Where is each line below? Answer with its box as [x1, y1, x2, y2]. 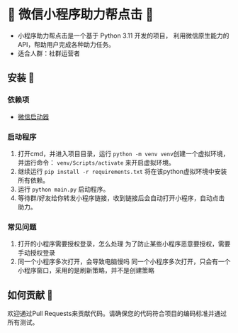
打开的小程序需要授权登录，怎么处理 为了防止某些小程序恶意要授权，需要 [17, 239, 231, 249]
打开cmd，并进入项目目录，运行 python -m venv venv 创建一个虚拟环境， [17, 149, 229, 158]
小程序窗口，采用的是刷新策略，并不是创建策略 [17, 266, 154, 275]
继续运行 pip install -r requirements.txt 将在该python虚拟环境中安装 [17, 167, 227, 175]
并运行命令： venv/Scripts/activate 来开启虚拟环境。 [17, 158, 176, 167]
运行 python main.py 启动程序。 [17, 185, 110, 193]
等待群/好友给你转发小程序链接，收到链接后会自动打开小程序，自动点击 [17, 193, 225, 202]
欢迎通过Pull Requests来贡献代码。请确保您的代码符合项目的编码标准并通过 [7, 310, 227, 318]
